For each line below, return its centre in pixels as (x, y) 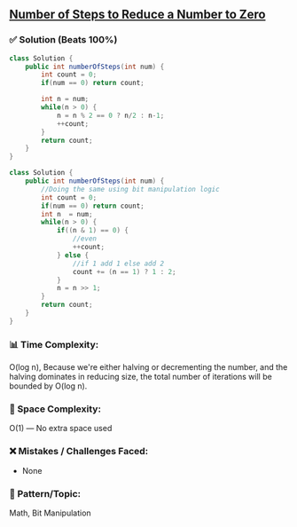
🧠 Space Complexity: (55, 409)
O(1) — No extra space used (61, 429)
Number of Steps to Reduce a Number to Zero (137, 15)
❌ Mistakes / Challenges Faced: (79, 452)
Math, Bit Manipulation (50, 513)
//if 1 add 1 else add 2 (118, 263)
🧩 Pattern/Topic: (45, 493)
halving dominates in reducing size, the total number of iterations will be (141, 377)
